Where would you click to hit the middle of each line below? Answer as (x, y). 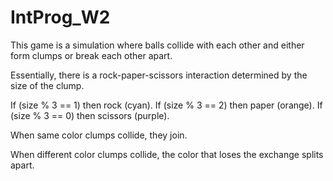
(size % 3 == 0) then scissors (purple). (90, 115)
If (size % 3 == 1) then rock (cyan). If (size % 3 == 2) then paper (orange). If (166, 105)
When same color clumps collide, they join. (99, 135)
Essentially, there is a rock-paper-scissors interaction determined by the (159, 75)
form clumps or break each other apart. (91, 55)
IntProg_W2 (60, 17)
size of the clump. (47, 85)
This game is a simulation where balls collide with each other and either (157, 45)
